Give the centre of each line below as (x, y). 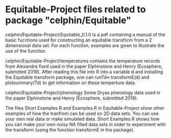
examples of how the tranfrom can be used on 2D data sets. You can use (82, 113)
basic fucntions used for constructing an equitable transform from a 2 (79, 40)
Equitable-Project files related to (76, 9)
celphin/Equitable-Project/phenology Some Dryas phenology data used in (83, 92)
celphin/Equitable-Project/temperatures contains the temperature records (83, 61)
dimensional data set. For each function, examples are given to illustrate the (85, 45)
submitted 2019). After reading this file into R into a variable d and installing (84, 72)
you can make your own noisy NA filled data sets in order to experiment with (86, 124)
